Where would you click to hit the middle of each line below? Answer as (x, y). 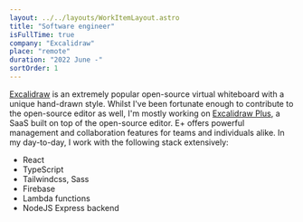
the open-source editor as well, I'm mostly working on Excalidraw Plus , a (145, 113)
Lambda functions (56, 198)
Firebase (39, 188)
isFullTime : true (42, 34)
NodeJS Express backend (71, 208)
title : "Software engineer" (62, 26)
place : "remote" (40, 52)
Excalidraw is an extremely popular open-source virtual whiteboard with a (147, 94)
